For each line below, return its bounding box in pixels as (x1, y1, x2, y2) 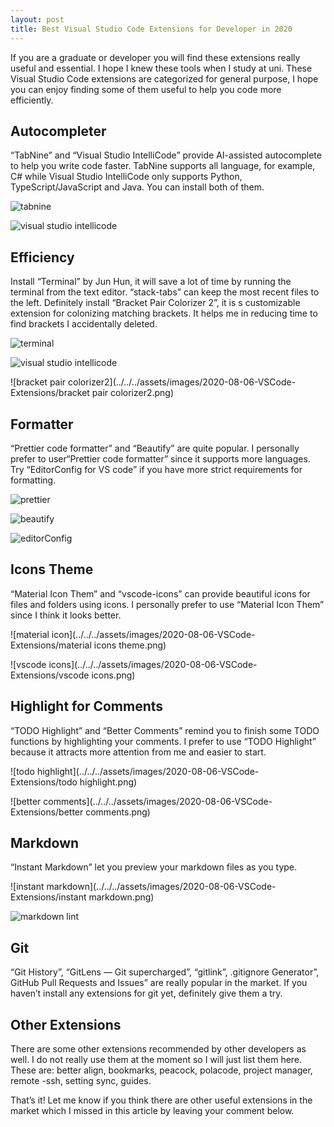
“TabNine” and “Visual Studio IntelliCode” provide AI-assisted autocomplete (10, 149, 322, 161)
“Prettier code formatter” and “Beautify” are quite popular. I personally (10, 442, 300, 454)
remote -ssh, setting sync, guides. (10, 1075, 152, 1086)
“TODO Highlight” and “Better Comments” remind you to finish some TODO (10, 724, 320, 736)
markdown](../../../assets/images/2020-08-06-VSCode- (46, 881, 277, 893)
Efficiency (10, 249, 75, 266)
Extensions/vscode (10, 669, 90, 681)
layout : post (10, 14, 65, 25)
